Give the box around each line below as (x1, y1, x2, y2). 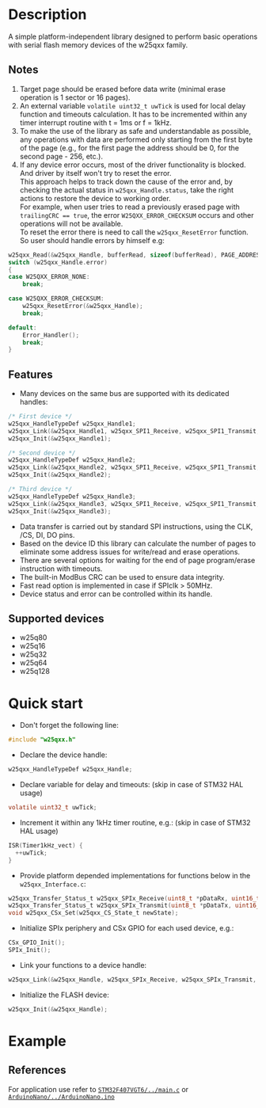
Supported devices (8, 611, 104, 625)
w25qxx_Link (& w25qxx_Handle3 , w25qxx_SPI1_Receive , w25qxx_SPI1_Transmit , (8, 500, 260, 508)
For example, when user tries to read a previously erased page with (19, 202, 240, 211)
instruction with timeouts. (19, 564, 103, 573)
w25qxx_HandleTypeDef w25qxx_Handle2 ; (8, 456, 136, 464)
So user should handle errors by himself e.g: (19, 235, 165, 245)
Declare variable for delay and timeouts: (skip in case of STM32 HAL (19, 780, 244, 790)
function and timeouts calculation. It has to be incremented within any (19, 109, 248, 119)
